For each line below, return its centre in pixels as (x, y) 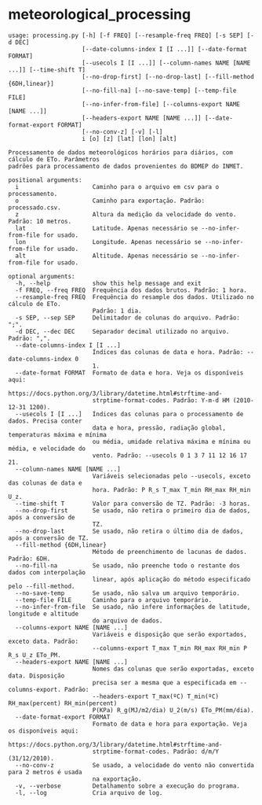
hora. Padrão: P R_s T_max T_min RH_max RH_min (171, 489)
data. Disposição (36, 676)
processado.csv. (35, 207)
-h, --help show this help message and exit (108, 283)
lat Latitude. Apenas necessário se (107, 228)
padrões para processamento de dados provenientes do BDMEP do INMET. (126, 166)
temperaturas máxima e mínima (58, 434)
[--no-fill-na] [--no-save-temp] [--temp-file (159, 90)
